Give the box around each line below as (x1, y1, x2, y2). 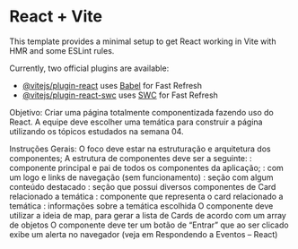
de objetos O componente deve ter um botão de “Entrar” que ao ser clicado (9, 219, 289, 230)
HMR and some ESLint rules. (9, 45, 115, 56)
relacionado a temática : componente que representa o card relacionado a (9, 191, 284, 202)
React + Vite (9, 6, 103, 27)
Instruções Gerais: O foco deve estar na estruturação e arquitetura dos (9, 143, 271, 154)
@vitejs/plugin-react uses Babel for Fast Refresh (22, 80, 203, 90)
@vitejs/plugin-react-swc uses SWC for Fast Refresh (22, 90, 218, 100)
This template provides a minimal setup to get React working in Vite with (9, 36, 276, 47)
